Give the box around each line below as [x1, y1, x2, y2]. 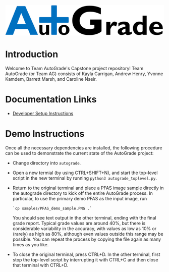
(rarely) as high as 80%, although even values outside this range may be [12, 231, 163, 237]
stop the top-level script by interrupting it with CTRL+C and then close [12, 256, 158, 262]
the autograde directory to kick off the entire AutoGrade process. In [12, 190, 153, 196]
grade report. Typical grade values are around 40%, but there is [12, 220, 146, 226]
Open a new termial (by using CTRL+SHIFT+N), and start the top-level [12, 170, 158, 176]
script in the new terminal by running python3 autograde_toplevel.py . [12, 175, 157, 181]
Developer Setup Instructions [12, 110, 74, 116]
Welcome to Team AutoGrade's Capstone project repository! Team [5, 65, 144, 71]
